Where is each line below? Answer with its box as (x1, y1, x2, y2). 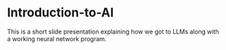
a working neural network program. (7, 34, 107, 42)
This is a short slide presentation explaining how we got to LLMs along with (7, 27, 219, 36)
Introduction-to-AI (7, 5, 114, 21)
